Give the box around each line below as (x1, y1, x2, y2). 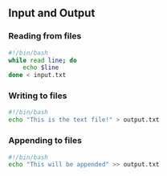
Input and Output (8, 6, 96, 20)
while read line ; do (8, 56, 78, 64)
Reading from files (8, 31, 82, 42)
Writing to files (8, 90, 67, 101)
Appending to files (8, 135, 83, 146)
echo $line (22, 63, 59, 72)
